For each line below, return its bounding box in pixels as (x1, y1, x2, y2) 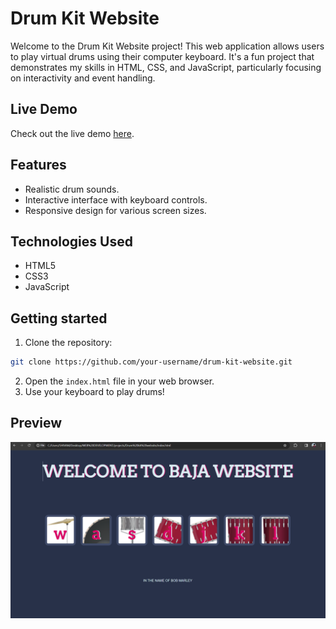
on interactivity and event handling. (10, 72, 156, 84)
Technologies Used (10, 233, 133, 250)
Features (10, 157, 67, 174)
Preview (10, 415, 63, 432)
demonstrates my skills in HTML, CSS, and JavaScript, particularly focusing (10, 61, 322, 73)
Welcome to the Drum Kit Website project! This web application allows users (10, 40, 325, 52)
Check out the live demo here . (10, 127, 135, 139)
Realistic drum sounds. (24, 183, 120, 195)
